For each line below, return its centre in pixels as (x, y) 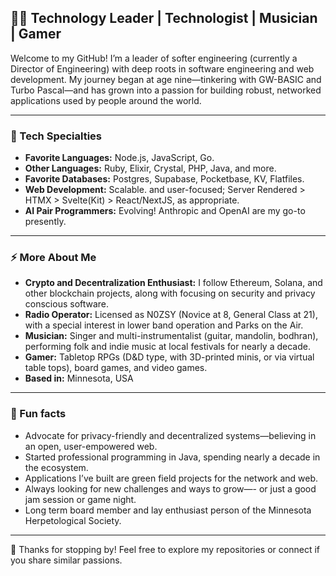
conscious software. (67, 304)
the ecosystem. (56, 467)
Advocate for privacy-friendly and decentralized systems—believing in (170, 435)
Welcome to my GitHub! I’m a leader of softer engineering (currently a (154, 58)
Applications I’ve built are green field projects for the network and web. (171, 478)
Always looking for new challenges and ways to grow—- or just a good (170, 488)
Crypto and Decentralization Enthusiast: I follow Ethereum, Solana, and (173, 283)
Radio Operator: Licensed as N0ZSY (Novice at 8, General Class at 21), (171, 315)
